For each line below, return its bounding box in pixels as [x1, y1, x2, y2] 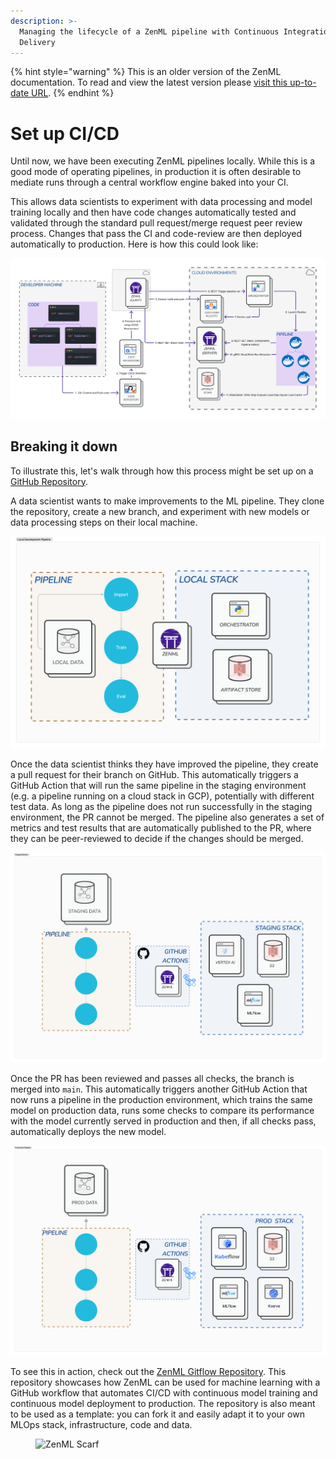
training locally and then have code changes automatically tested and [10, 206, 297, 219]
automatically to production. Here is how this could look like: [10, 238, 259, 250]
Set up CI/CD [10, 122, 120, 145]
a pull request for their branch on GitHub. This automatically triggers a [10, 769, 299, 781]
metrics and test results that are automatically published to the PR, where [10, 822, 312, 834]
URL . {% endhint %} [30, 87, 115, 99]
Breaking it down [10, 438, 118, 455]
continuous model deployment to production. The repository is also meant [10, 1398, 316, 1410]
